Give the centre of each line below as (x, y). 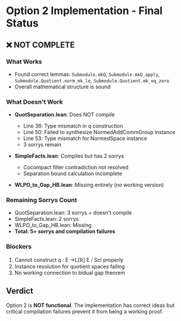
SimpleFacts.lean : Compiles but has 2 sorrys (69, 156)
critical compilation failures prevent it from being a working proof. (85, 311)
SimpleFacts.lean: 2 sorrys (46, 219)
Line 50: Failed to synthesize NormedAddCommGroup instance (99, 132)
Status (22, 23)
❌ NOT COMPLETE (40, 45)
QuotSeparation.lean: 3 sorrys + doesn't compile (73, 213)
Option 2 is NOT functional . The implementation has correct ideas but (90, 305)
